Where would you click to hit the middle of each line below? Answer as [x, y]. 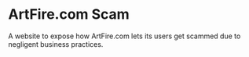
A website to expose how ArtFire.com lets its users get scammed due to [124, 36]
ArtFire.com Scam [69, 14]
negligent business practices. [56, 44]
